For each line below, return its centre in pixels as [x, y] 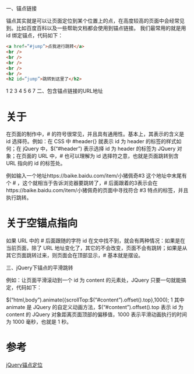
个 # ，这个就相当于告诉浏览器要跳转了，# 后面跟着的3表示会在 [82, 183]
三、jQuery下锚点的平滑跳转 [40, 268]
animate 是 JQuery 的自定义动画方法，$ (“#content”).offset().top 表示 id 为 [95, 307]
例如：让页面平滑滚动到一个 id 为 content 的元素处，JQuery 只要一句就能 [94, 280]
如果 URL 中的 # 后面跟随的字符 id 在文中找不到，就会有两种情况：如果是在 [96, 241]
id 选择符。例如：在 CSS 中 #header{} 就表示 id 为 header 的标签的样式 [91, 141]
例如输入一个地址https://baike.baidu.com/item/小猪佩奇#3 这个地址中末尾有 [97, 176]
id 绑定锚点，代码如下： [34, 36]
